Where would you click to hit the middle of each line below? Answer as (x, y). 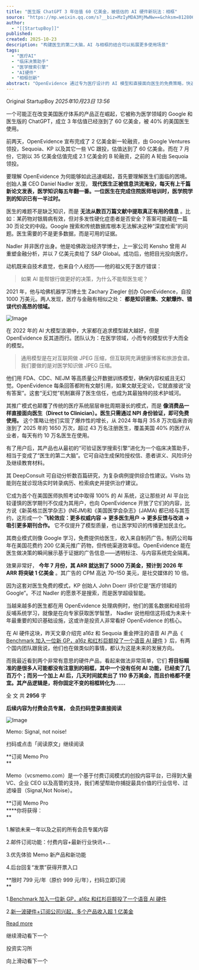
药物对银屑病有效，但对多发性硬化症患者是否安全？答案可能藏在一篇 (105, 219)
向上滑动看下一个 (27, 961)
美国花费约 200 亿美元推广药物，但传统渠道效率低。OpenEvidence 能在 (104, 545)
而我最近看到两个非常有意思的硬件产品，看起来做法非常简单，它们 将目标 (95, 660)
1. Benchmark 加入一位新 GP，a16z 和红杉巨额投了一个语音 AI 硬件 (86, 899)
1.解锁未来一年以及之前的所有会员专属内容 (57, 829)
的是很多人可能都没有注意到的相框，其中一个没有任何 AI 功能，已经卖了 (98, 668)
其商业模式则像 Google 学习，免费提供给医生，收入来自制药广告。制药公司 (97, 538)
